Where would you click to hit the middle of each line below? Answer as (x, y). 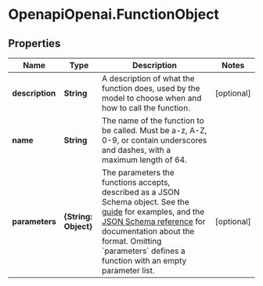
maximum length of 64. (144, 160)
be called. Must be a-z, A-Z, (154, 130)
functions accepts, (136, 182)
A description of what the (148, 78)
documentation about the (148, 231)
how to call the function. (146, 108)
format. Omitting (131, 241)
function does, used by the (151, 88)
